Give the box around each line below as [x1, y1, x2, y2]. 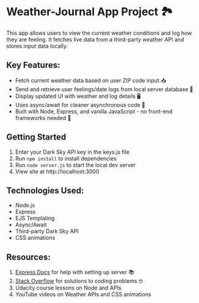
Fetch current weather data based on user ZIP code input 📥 [15, 77, 167, 84]
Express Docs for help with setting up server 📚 [15, 269, 134, 276]
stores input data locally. [6, 42, 68, 50]
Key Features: [6, 60, 60, 70]
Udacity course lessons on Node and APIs [15, 284, 122, 291]
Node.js [15, 201, 35, 209]
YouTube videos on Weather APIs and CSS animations [15, 291, 151, 298]
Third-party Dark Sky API [15, 228, 79, 235]
